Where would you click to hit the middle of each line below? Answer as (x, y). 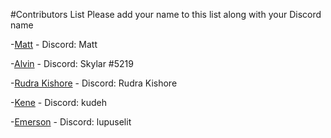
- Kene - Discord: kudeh (59, 102)
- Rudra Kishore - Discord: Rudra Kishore (94, 83)
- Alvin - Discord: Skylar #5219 (72, 63)
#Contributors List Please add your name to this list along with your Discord (166, 14)
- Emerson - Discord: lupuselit (71, 122)
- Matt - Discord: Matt (54, 44)
